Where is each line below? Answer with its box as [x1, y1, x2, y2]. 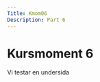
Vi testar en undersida [7, 68, 70, 77]
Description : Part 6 [7, 16, 66, 23]
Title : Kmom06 [7, 10, 48, 17]
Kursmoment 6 [7, 46, 94, 61]
